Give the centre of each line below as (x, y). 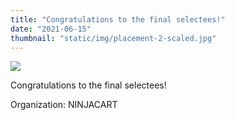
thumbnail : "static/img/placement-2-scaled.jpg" (113, 38)
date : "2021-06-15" (51, 29)
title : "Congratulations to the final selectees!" (118, 19)
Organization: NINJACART (64, 105)
